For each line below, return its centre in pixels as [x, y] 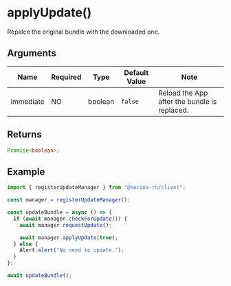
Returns [25, 134]
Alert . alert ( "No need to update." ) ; [72, 250]
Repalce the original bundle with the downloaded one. [84, 32]
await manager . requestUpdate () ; [66, 225]
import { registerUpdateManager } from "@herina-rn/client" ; [97, 188]
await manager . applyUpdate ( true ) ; [69, 238]
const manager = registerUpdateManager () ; [69, 200]
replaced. [173, 110]
